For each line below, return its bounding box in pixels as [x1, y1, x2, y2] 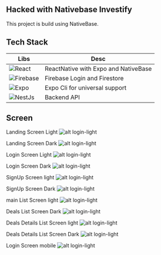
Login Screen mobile [6, 242, 56, 249]
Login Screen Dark [6, 162, 52, 169]
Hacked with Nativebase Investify [6, 5, 132, 15]
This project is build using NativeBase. [6, 20, 99, 27]
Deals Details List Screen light [6, 219, 78, 226]
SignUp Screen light [6, 174, 55, 181]
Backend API [45, 93, 80, 101]
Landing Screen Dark [6, 140, 58, 147]
